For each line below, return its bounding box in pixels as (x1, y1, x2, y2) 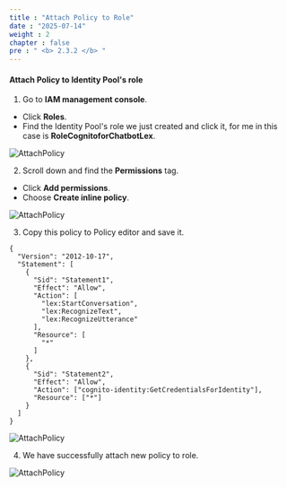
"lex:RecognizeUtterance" (41, 315, 139, 324)
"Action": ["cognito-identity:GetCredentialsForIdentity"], (32, 386, 263, 395)
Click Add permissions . (22, 183, 110, 194)
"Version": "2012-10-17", (17, 252, 115, 261)
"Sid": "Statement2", (32, 370, 115, 379)
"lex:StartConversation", (41, 300, 139, 309)
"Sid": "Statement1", (32, 275, 115, 285)
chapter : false (9, 38, 70, 48)
